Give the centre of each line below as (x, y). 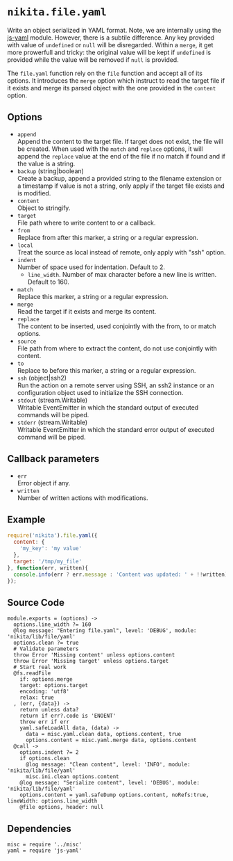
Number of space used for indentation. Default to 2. (91, 267)
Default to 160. (48, 282)
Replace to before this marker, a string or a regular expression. (106, 370)
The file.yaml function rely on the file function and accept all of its (105, 73)
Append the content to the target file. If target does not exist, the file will (120, 141)
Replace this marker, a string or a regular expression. (93, 296)
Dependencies (39, 829)
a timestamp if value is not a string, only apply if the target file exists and (121, 186)
